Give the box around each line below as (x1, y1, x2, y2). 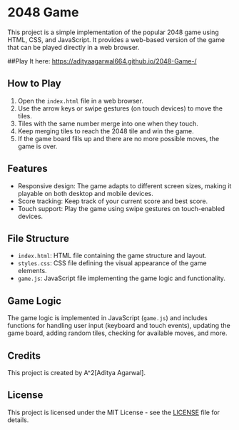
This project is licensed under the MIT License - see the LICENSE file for (7, 408, 220, 416)
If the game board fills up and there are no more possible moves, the (17, 134, 220, 143)
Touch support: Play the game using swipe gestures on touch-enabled (17, 204, 225, 213)
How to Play (7, 78, 62, 90)
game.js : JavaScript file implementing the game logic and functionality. (17, 274, 226, 282)
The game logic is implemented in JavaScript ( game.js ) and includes (7, 314, 208, 322)
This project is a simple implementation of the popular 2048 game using (7, 28, 219, 36)
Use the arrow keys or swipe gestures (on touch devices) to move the (17, 104, 223, 113)
